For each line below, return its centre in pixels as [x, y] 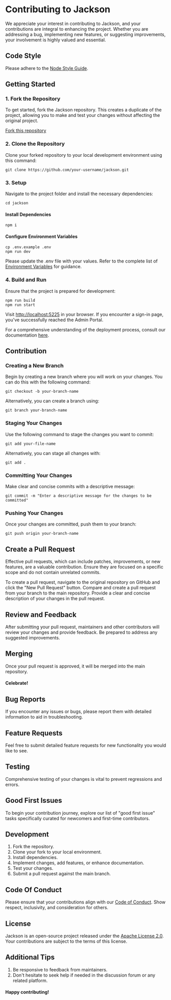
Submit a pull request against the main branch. [62, 874]
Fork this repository [26, 131]
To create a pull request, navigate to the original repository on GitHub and [83, 582]
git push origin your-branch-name [42, 534]
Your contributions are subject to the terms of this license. [66, 941]
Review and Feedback [41, 615]
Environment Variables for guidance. [44, 267]
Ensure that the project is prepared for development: [60, 291]
